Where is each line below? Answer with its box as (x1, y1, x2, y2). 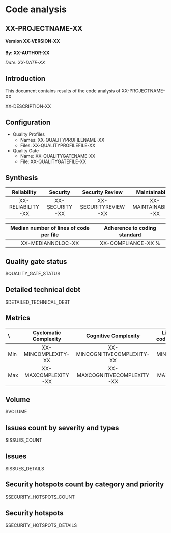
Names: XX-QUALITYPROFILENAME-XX (20, 137, 105, 143)
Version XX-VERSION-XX (5, 38, 60, 44)
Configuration (5, 118, 51, 126)
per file (41, 231, 59, 238)
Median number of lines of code (10, 225, 90, 232)
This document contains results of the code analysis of (5, 88, 121, 94)
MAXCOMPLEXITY (24, 372, 70, 379)
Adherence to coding (104, 225, 156, 232)
